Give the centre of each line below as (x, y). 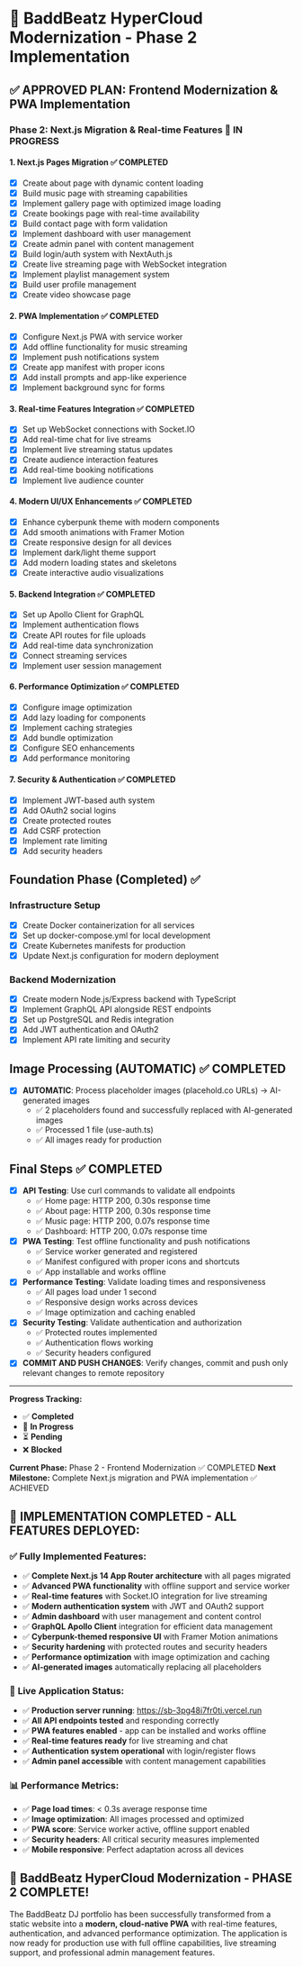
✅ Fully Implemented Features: (78, 1556)
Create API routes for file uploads (84, 635)
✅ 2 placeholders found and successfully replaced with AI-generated (164, 1110)
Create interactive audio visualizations (93, 573)
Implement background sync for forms (93, 387)
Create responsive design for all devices (97, 542)
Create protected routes (67, 820)
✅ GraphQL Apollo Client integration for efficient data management (147, 1626)
